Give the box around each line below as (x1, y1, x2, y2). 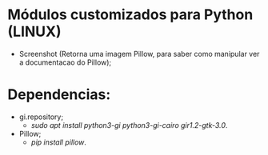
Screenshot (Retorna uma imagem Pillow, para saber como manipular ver (18, 49, 260, 58)
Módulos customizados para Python (7, 6, 254, 24)
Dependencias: (7, 85, 111, 104)
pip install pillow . (30, 137, 87, 147)
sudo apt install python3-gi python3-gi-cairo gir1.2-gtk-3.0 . (30, 120, 228, 129)
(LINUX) (7, 22, 62, 41)
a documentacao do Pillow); (18, 58, 112, 67)
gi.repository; (18, 112, 64, 121)
